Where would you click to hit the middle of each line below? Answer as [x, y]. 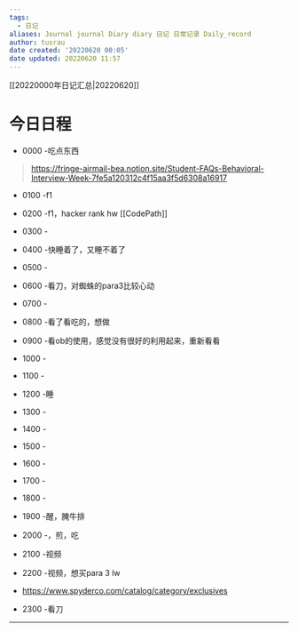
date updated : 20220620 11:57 [65, 59]
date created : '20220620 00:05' [69, 51]
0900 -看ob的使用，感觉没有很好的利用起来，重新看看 [121, 340]
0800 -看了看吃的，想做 [66, 322]
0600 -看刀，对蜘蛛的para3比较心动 [88, 285]
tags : [19, 17]
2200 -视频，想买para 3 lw [71, 572]
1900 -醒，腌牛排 [54, 516]
